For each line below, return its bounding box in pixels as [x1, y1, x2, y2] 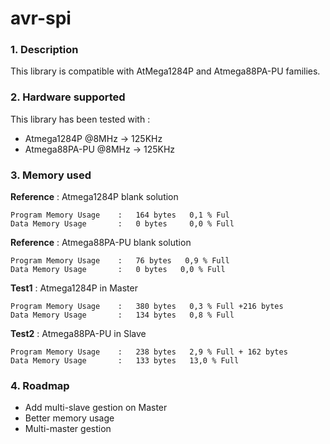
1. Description [10, 43, 79, 57]
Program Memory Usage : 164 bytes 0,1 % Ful [10, 210, 230, 221]
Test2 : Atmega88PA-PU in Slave [10, 328, 147, 340]
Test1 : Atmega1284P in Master [10, 282, 138, 294]
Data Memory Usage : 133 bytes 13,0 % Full [10, 356, 240, 366]
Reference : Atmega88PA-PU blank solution [10, 237, 192, 249]
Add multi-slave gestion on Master [24, 402, 168, 414]
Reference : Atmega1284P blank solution [10, 191, 179, 203]
